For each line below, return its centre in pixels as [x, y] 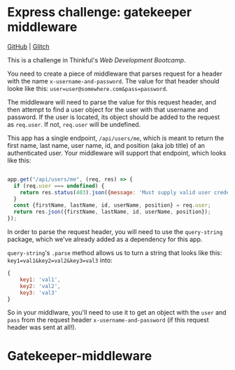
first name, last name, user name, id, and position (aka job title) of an [106, 145]
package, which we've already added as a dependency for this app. [105, 240]
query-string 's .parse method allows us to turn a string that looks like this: [115, 253]
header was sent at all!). [42, 327]
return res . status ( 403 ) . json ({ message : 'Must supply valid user [115, 192]
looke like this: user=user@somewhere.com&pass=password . [87, 88]
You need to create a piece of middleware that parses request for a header [115, 74]
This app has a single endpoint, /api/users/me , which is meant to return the [116, 138]
